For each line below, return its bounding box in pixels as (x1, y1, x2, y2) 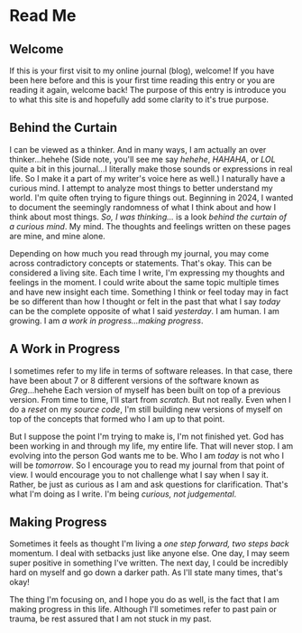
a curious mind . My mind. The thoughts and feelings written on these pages (9, 220, 291, 231)
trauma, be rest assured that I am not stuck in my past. (9, 613, 212, 624)
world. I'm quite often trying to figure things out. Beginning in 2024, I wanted (9, 191, 294, 203)
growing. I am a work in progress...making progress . (9, 315, 204, 326)
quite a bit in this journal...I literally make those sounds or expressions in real (9, 163, 293, 174)
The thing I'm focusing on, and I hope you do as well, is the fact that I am (9, 594, 279, 605)
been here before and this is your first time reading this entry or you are (9, 75, 275, 86)
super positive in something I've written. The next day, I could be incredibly (9, 557, 288, 569)
